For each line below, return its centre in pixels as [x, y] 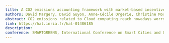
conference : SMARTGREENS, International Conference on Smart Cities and [83, 33]
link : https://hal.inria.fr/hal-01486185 [49, 23]
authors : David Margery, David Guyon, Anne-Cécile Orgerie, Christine [81, 14]
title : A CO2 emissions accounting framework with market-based [74, 10]
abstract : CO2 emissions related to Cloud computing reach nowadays [78, 19]
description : [19, 28]
